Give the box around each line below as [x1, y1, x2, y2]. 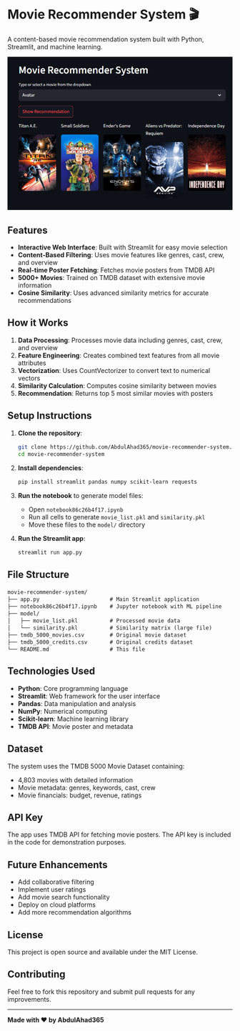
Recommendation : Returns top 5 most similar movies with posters [17, 389, 214, 397]
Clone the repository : [17, 429, 83, 437]
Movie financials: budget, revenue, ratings [17, 791, 142, 800]
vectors [17, 374, 41, 382]
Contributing [7, 968, 66, 980]
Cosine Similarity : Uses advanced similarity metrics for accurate [17, 288, 209, 297]
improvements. [7, 995, 51, 1003]
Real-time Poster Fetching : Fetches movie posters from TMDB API [17, 266, 215, 274]
